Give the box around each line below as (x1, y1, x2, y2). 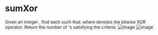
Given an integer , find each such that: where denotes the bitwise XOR (5, 19, 146, 25)
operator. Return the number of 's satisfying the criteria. (5, 24, 117, 30)
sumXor (5, 3, 38, 14)
